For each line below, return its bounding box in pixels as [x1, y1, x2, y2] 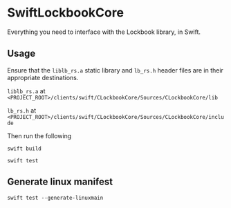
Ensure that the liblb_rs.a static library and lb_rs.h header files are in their [7, 66, 223, 74]
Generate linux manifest [7, 176, 113, 188]
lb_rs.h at [7, 106, 37, 115]
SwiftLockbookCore [7, 5, 124, 21]
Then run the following [7, 131, 72, 140]
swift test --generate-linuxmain [7, 194, 104, 201]
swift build [7, 145, 41, 152]
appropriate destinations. [7, 73, 79, 82]
